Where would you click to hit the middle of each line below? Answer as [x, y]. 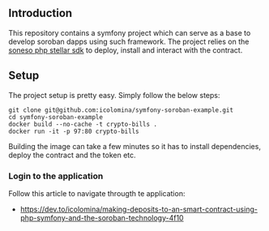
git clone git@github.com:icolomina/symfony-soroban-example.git [121, 110]
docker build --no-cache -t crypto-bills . [83, 124]
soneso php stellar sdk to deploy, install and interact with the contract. [126, 50]
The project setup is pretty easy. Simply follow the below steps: [114, 95]
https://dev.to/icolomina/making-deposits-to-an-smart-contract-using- [139, 209]
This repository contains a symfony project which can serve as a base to [130, 32]
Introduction [41, 13]
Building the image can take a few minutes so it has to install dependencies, [135, 146]
